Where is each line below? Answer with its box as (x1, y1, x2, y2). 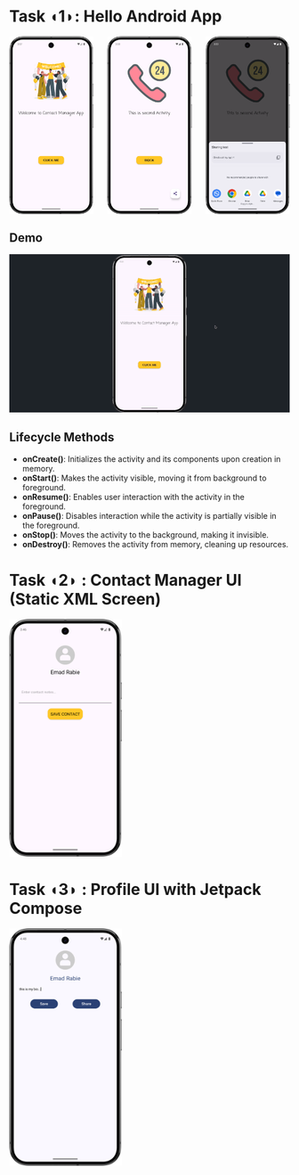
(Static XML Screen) (9, 588, 162, 609)
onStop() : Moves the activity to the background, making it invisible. (21, 529, 270, 540)
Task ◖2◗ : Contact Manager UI (9, 570, 242, 590)
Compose (9, 898, 83, 918)
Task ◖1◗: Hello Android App (9, 6, 222, 27)
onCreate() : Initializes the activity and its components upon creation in (21, 453, 281, 464)
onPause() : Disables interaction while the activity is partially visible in (21, 510, 278, 521)
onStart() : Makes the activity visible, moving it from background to (21, 472, 267, 483)
